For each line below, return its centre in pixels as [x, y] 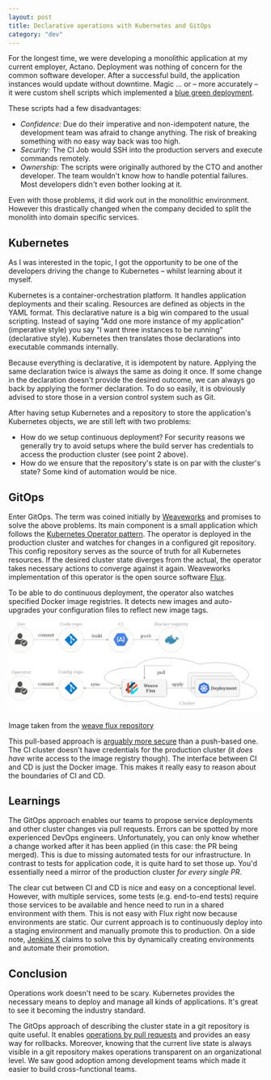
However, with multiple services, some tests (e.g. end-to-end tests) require [133, 897]
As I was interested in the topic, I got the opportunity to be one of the [123, 263]
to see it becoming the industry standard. [77, 1010]
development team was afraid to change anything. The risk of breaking [138, 133]
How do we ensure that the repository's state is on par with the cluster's [140, 463]
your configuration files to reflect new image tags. [125, 610]
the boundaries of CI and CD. [57, 775]
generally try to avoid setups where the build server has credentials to [137, 446]
